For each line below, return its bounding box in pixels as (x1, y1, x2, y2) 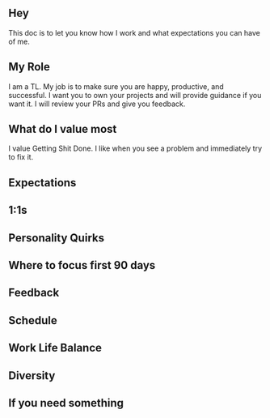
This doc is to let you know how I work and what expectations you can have (8, 28, 260, 37)
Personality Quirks (8, 231, 105, 245)
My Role (8, 60, 51, 74)
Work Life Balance (8, 341, 103, 355)
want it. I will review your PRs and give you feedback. (8, 99, 186, 109)
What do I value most (8, 122, 117, 136)
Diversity (8, 369, 56, 382)
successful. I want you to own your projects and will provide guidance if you (8, 90, 262, 100)
